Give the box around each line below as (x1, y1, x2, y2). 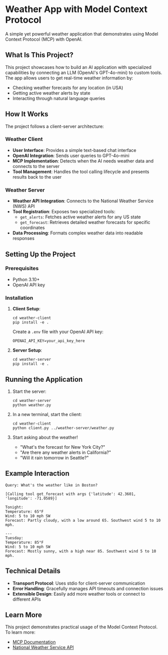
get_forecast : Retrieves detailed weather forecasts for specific (20, 219, 151, 225)
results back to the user (12, 174, 62, 180)
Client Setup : (12, 306, 41, 312)
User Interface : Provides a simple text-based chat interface (12, 147, 137, 153)
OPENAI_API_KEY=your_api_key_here (12, 339, 85, 344)
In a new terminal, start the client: (12, 411, 82, 417)
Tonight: (5, 505, 24, 510)
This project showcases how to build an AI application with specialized (5, 64, 152, 70)
